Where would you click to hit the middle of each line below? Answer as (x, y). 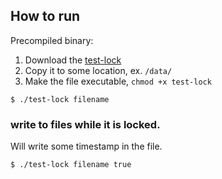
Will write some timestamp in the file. (86, 146)
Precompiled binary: (52, 40)
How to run (45, 16)
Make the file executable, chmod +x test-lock (118, 81)
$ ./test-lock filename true (71, 165)
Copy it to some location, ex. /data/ (98, 70)
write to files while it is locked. (85, 124)
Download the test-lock (73, 60)
